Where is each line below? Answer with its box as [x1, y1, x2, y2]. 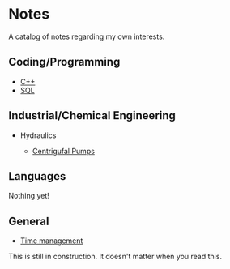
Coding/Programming [8, 55, 121, 69]
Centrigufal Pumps [32, 146, 96, 156]
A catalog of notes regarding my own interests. [8, 32, 165, 41]
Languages [8, 169, 66, 183]
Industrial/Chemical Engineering [8, 109, 177, 122]
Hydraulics [19, 130, 57, 140]
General [8, 214, 50, 228]
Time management [19, 236, 83, 246]
